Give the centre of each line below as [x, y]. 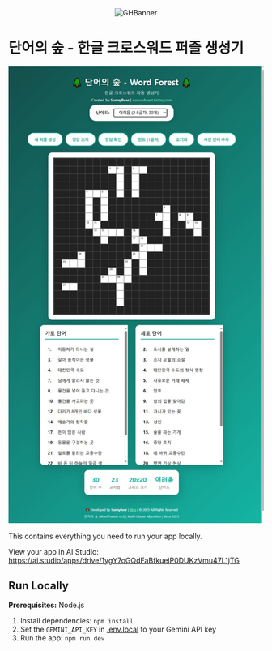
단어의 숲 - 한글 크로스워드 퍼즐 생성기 [126, 48]
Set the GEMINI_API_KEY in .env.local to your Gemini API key [118, 630]
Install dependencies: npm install [76, 621]
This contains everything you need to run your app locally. [105, 536]
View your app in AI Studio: [53, 551]
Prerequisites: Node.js [47, 605]
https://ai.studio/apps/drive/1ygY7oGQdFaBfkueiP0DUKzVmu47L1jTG [124, 560]
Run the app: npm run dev [62, 638]
